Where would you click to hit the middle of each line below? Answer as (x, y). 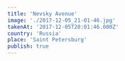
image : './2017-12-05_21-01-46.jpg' (61, 20)
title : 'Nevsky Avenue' (43, 14)
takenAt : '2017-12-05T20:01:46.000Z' (63, 27)
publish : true (28, 46)
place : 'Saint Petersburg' (47, 40)
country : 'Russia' (34, 33)
